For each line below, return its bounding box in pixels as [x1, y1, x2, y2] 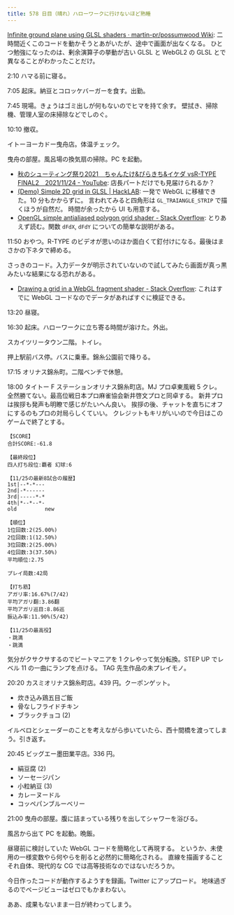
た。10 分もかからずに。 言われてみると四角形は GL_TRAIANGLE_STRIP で [17, 195, 221, 204]
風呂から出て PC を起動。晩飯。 [7, 829, 99, 837]
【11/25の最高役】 [7, 626, 54, 634]
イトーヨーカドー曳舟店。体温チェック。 [7, 139, 124, 148]
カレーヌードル [17, 790, 61, 799]
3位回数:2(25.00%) [7, 541, 58, 549]
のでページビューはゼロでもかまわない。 [13, 885, 130, 893]
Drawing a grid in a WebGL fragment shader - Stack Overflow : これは [17, 284, 217, 293]
